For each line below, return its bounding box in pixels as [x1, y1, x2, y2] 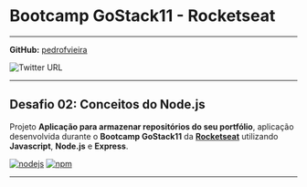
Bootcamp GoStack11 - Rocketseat [9, 5, 276, 26]
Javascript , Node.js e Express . [9, 140, 129, 151]
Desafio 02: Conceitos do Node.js [9, 97, 206, 112]
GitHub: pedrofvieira [9, 44, 88, 55]
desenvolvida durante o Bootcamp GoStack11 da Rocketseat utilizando [9, 130, 279, 141]
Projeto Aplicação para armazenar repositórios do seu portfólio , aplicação [9, 120, 294, 132]
